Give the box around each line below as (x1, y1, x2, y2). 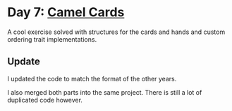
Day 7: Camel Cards (7, 4, 125, 21)
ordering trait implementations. (7, 35, 97, 43)
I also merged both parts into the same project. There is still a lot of (7, 88, 202, 96)
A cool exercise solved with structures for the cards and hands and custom (7, 28, 226, 36)
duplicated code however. (7, 95, 83, 104)
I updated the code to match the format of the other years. (7, 74, 177, 83)
